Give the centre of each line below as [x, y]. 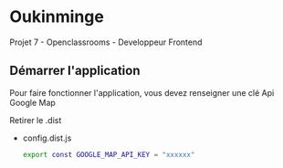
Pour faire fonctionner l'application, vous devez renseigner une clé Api [142, 92]
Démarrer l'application [75, 71]
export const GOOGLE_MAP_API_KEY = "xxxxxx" [109, 154]
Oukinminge [57, 17]
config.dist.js [47, 138]
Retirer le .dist [36, 120]
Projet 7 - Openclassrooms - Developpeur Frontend [106, 42]
